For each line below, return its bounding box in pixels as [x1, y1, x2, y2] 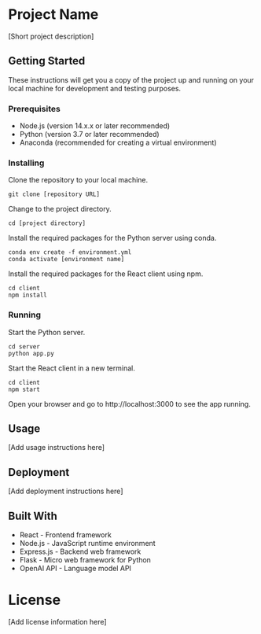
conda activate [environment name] [8, 256, 125, 264]
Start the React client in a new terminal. [8, 363, 135, 373]
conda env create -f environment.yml [8, 249, 132, 256]
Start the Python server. [8, 327, 86, 337]
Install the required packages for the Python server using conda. [8, 234, 217, 243]
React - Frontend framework [19, 530, 112, 540]
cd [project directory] [8, 219, 86, 227]
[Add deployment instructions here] [8, 486, 123, 496]
